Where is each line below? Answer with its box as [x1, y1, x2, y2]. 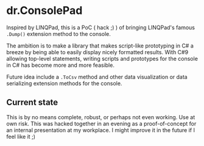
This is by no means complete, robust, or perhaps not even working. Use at [6, 113, 195, 120]
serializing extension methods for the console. [6, 80, 122, 87]
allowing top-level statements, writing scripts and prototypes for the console [6, 55, 198, 62]
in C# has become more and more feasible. [6, 61, 114, 69]
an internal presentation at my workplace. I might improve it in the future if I [6, 126, 195, 134]
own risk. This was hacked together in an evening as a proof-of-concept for [6, 120, 197, 127]
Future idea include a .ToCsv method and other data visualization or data [6, 73, 188, 80]
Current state [6, 97, 58, 108]
